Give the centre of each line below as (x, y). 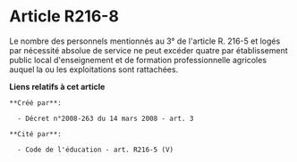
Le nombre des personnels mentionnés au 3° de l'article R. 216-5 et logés (145, 41)
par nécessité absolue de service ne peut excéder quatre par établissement (148, 50)
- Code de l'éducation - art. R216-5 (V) (96, 150)
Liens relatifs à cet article (57, 86)
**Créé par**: (36, 103)
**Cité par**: (36, 134)
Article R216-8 (64, 16)
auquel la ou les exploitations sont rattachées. (94, 69)
